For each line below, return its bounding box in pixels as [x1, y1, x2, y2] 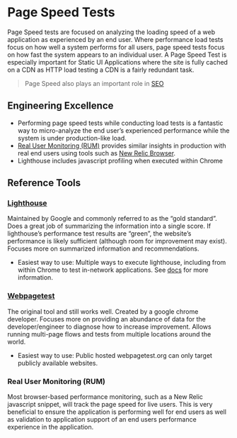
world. [7, 337, 26, 346]
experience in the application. [7, 423, 94, 432]
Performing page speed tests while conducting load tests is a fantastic [17, 119, 224, 127]
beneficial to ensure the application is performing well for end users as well [7, 407, 226, 416]
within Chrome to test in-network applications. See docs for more [17, 265, 209, 274]
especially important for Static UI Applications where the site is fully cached [7, 58, 229, 66]
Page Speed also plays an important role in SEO [24, 79, 164, 87]
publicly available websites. [17, 358, 98, 367]
